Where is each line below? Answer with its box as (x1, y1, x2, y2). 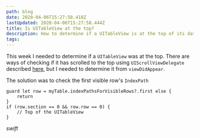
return (17, 93, 33, 99)
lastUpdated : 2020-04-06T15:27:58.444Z (6, 20, 105, 26)
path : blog (6, 8, 33, 15)
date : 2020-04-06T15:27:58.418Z (6, 14, 86, 20)
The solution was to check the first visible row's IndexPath (6, 77, 149, 84)
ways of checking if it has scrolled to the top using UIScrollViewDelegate (6, 59, 185, 66)
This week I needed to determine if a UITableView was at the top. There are (6, 53, 190, 59)
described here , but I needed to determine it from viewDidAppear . (6, 65, 165, 72)
